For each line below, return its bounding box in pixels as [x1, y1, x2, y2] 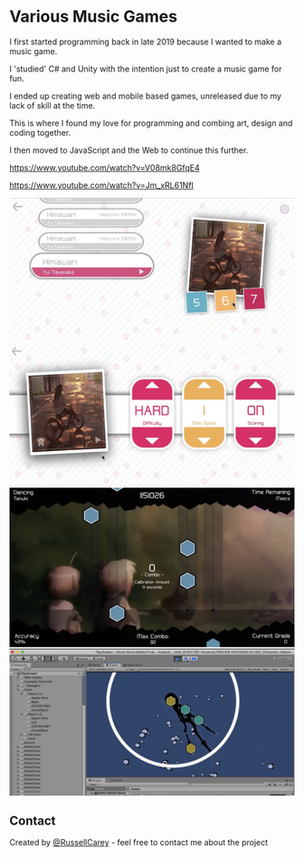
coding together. [9, 127, 71, 137]
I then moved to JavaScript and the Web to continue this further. [9, 145, 249, 155]
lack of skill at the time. [9, 99, 96, 110]
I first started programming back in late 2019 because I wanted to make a [9, 36, 282, 47]
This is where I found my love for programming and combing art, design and [9, 118, 293, 128]
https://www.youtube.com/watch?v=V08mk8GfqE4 [9, 162, 201, 173]
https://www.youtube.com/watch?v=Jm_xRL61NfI [9, 179, 195, 191]
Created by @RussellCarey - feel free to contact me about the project [9, 837, 269, 848]
